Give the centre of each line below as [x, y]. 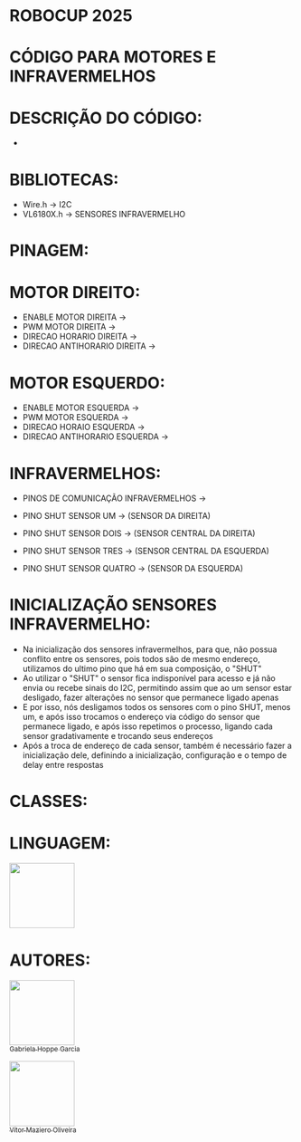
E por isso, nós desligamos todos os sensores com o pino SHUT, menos [156, 707]
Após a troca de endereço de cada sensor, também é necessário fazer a [157, 746]
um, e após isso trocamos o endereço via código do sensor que [141, 717]
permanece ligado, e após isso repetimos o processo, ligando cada [147, 726]
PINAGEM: [49, 251]
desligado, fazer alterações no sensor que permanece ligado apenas [150, 697]
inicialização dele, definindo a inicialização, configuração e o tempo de [155, 755]
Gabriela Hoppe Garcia [45, 1050]
